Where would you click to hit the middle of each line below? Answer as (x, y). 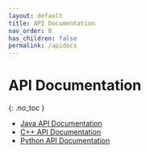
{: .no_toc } (27, 108)
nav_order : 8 (30, 31)
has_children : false (43, 38)
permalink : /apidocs (43, 46)
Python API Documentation (65, 141)
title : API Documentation (52, 23)
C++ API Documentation (60, 132)
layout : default (35, 16)
